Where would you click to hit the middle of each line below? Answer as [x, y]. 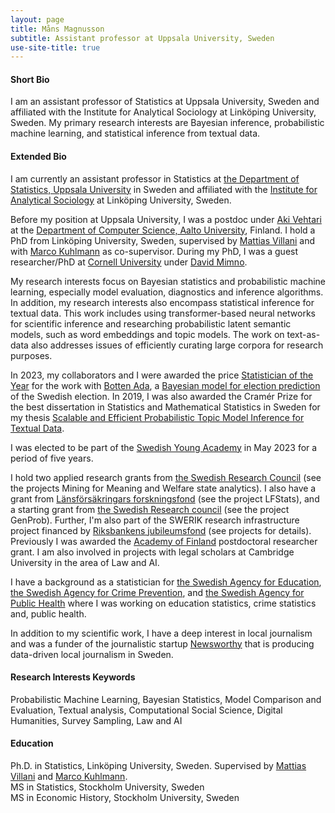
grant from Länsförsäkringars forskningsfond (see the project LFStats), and [165, 498]
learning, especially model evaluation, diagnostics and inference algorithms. [167, 292]
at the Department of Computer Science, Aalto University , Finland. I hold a [163, 230]
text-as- [303, 334]
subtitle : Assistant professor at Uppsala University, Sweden [142, 38]
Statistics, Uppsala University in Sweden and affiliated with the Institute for [164, 189]
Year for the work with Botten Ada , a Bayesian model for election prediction [165, 385]
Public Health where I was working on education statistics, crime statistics [163, 603]
